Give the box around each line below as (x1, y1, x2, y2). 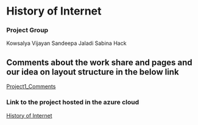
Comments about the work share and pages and (6, 57, 193, 67)
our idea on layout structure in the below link (6, 67, 179, 77)
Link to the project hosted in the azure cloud (6, 98, 140, 107)
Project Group (6, 26, 49, 35)
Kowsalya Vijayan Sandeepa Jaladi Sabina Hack (6, 39, 127, 47)
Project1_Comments (6, 83, 56, 90)
